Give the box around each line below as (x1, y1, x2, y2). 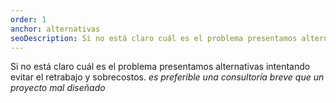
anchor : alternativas (10, 24, 101, 34)
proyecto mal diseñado (10, 82, 106, 94)
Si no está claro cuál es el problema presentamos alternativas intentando (10, 61, 311, 73)
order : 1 (10, 14, 47, 25)
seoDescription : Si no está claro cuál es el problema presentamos (10, 33, 298, 43)
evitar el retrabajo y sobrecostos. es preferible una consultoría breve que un (10, 71, 325, 83)
